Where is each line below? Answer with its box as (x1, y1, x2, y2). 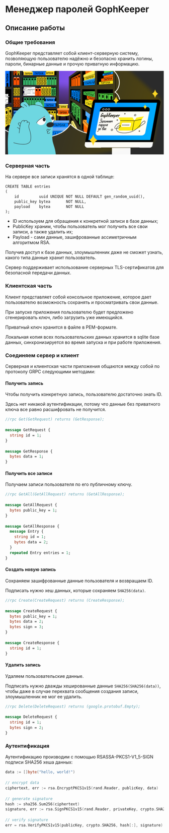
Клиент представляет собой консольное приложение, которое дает (5, 294, 152, 300)
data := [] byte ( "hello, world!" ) (5, 770, 75, 775)
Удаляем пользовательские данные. (5, 673, 84, 679)
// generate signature (5, 796, 53, 801)
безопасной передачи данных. (5, 270, 71, 276)
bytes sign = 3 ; (10, 624, 44, 629)
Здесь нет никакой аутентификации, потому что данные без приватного (5, 401, 160, 407)
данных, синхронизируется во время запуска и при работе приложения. (5, 339, 162, 345)
